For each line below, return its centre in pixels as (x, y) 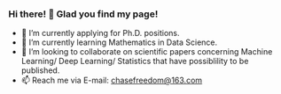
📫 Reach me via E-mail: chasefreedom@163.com (112, 80)
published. (40, 70)
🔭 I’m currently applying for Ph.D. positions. (100, 33)
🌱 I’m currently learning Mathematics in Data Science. (119, 42)
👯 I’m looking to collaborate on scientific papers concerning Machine (147, 52)
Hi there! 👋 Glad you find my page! (83, 14)
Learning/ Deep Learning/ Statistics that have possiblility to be (135, 61)
